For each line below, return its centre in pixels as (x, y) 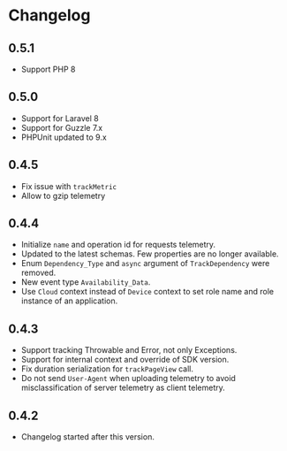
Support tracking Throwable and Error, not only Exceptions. (129, 350)
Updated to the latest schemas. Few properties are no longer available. (150, 254)
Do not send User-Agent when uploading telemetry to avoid (128, 378)
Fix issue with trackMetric (68, 186)
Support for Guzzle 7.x (62, 127)
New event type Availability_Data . (86, 282)
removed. (38, 273)
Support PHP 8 (48, 69)
